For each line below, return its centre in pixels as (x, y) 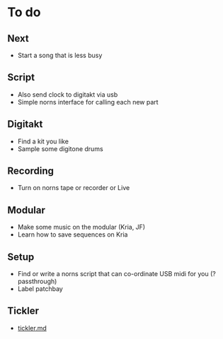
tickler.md (32, 328)
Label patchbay (40, 289)
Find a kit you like (43, 141)
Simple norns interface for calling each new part (88, 102)
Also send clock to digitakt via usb (68, 94)
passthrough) (37, 281)
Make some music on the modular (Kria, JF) (81, 227)
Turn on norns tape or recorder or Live (74, 188)
